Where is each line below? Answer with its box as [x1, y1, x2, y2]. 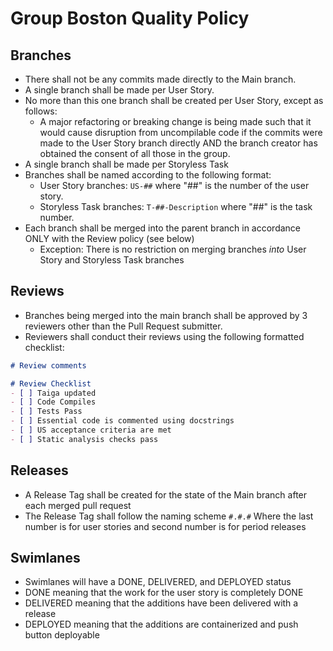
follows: [24, 105, 58, 117]
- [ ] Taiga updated [10, 388, 97, 398]
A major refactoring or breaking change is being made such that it [39, 116, 312, 127]
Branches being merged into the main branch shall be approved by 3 [24, 309, 308, 321]
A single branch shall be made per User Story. [24, 84, 215, 96]
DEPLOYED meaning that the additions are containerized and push [24, 618, 299, 631]
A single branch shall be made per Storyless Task [24, 158, 229, 170]
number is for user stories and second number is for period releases [24, 520, 307, 532]
